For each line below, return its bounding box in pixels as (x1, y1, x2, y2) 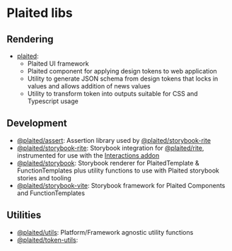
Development (6, 117, 68, 129)
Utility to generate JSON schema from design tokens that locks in (27, 74, 219, 83)
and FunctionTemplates (16, 189, 86, 197)
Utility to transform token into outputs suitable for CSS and (27, 90, 199, 98)
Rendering (6, 33, 54, 45)
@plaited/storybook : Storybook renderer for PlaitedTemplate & (16, 158, 199, 167)
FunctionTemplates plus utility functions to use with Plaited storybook (16, 166, 220, 175)
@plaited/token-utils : (16, 235, 79, 244)
